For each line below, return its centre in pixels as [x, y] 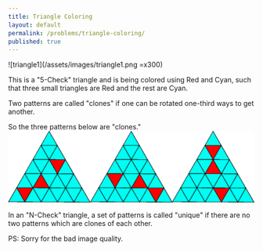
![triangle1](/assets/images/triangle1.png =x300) [85, 65]
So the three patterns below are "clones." [75, 127]
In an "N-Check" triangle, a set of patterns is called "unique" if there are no [129, 215]
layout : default [34, 25]
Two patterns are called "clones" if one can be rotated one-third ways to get [131, 104]
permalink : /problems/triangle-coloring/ [77, 33]
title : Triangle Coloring [50, 16]
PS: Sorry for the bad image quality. [66, 238]
